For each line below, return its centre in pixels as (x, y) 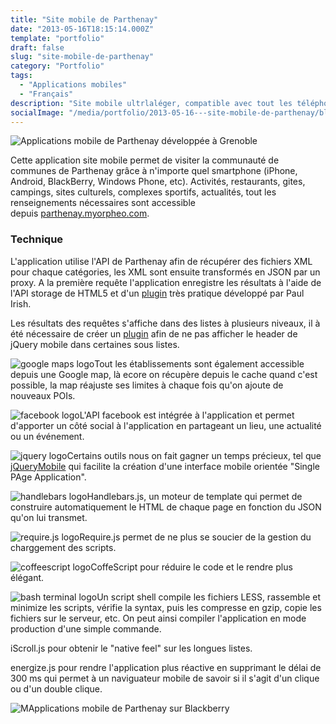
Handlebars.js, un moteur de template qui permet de (194, 496)
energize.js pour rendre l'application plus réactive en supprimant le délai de (166, 667)
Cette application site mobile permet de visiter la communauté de (145, 160)
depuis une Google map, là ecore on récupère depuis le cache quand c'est (164, 374)
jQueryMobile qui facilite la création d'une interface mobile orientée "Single (165, 466)
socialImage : (37, 112)
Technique (37, 239)
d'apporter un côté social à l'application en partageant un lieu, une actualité (166, 425)
